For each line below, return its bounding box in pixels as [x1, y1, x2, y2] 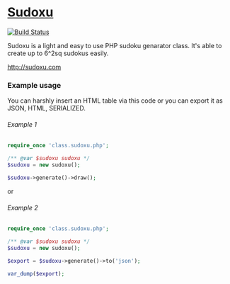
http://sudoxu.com [7, 62, 62, 71]
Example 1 [7, 120, 38, 128]
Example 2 [7, 203, 39, 212]
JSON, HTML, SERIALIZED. [7, 104, 86, 113]
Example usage [7, 80, 62, 90]
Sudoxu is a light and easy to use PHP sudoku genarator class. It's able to [7, 41, 222, 50]
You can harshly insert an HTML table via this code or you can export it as [7, 96, 223, 105]
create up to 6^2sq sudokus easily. [7, 49, 109, 57]
